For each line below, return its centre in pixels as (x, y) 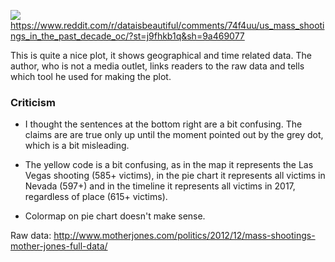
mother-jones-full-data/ (59, 246)
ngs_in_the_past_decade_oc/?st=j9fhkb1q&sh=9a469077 (127, 36)
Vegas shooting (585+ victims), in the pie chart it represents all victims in (175, 176)
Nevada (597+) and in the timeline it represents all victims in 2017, (160, 186)
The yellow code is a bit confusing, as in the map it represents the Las (169, 165)
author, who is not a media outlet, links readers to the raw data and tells (157, 66)
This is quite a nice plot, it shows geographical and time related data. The (161, 55)
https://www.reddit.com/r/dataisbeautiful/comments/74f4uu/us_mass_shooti (167, 25)
